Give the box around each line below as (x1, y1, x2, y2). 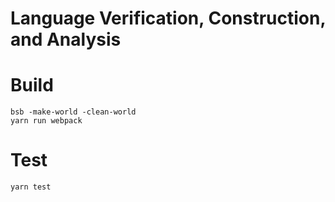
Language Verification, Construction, (10, 7, 326, 30)
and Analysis (10, 28, 122, 51)
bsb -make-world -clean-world (10, 107, 137, 117)
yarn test (10, 182, 52, 192)
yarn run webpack (10, 116, 83, 126)
